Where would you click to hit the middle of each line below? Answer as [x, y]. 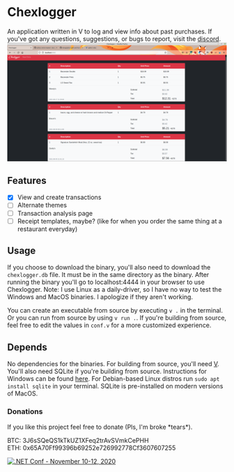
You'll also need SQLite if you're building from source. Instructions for [107, 371]
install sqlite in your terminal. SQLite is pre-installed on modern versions [115, 386]
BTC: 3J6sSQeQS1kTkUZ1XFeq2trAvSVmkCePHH [78, 440]
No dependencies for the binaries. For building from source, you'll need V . [113, 364]
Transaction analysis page [55, 213]
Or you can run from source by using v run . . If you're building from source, [117, 318]
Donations [25, 411]
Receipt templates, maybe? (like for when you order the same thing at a [120, 221]
